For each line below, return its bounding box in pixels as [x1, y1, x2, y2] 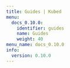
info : [6, 47, 19, 53]
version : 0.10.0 [11, 53, 51, 59]
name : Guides [16, 31, 49, 37]
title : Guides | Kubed [6, 8, 62, 15]
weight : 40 [16, 36, 44, 42]
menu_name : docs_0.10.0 [6, 42, 65, 48]
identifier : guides [16, 25, 65, 31]
